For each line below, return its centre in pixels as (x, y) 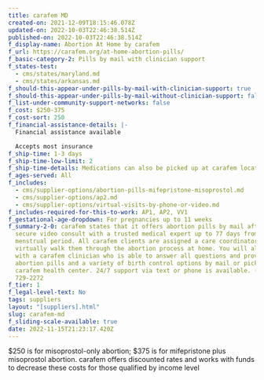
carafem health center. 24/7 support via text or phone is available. (133, 270)
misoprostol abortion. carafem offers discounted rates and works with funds (132, 360)
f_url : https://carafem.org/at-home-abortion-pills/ (96, 52)
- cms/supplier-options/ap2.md (66, 197)
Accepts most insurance (54, 146)
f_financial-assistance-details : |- (68, 125)
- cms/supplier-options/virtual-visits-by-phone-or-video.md (117, 205)
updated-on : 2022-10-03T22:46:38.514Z (71, 30)
